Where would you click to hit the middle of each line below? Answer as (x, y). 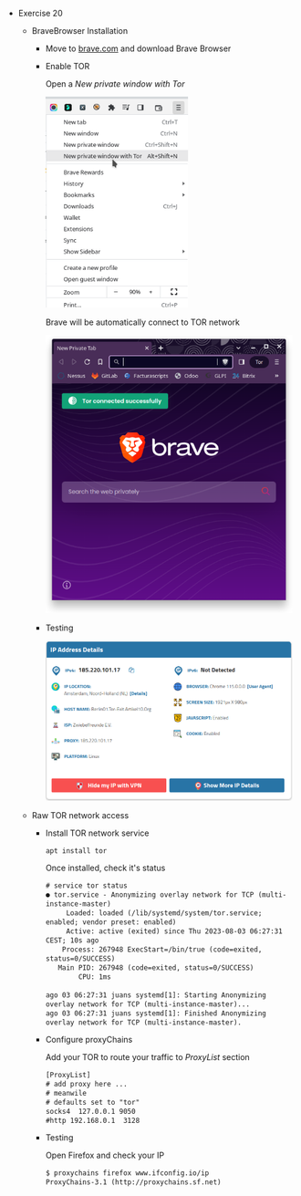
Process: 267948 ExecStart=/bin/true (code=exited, (162, 950)
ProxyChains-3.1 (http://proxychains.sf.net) (133, 1182)
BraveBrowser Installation (80, 31)
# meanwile (66, 1094)
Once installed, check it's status (105, 868)
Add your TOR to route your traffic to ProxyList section (148, 1057)
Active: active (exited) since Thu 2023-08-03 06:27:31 (174, 931)
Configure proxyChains (89, 1040)
